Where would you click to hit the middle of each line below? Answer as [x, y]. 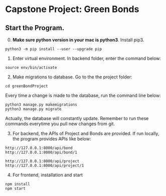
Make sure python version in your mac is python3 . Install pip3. [78, 40]
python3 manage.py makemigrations [41, 105]
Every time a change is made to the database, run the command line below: [83, 95]
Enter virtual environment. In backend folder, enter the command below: [87, 58]
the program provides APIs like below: [52, 139]
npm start [16, 188]
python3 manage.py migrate [33, 109]
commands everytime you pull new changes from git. [60, 124]
